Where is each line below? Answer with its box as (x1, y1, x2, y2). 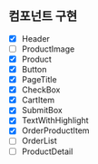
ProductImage (21, 43, 75, 54)
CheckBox (21, 84, 61, 95)
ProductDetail (21, 146, 73, 157)
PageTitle (21, 74, 57, 85)
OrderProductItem (21, 125, 90, 136)
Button (21, 64, 47, 74)
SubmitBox (21, 105, 63, 116)
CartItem (21, 94, 55, 106)
